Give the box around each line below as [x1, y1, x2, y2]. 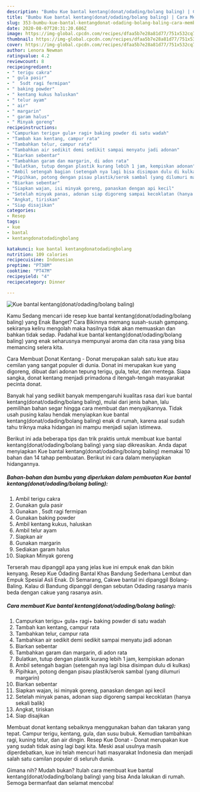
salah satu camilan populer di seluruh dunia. [7, 755, 115, 762]
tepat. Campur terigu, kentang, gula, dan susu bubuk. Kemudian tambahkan [7, 730, 192, 737]
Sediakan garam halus [15, 545, 70, 553]
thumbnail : [7, 36, 34, 42]
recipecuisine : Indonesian [7, 257, 74, 263]
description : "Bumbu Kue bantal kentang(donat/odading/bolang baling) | [7, 8, 191, 15]
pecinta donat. [7, 380, 42, 387]
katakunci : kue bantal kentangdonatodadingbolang [7, 246, 132, 252]
